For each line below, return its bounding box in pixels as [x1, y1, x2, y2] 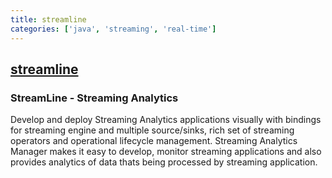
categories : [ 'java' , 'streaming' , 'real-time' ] [10, 24, 217, 34]
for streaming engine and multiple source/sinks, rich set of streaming [10, 124, 295, 136]
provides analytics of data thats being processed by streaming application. [10, 156, 318, 168]
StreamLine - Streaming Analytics [10, 91, 179, 105]
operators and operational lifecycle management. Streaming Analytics [10, 135, 298, 147]
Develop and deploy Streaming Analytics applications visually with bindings [10, 114, 322, 126]
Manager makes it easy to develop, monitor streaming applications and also [10, 146, 322, 158]
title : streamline [10, 14, 87, 25]
